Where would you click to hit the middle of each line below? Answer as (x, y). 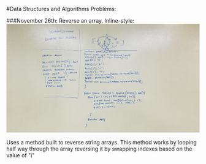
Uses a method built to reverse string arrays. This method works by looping (102, 142)
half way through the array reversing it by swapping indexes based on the (99, 149)
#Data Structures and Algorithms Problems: (61, 9)
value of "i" (21, 155)
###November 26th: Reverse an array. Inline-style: (71, 20)
